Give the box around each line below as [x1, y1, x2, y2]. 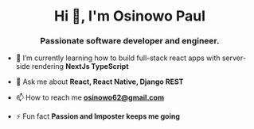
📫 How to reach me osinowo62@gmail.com [15, 93, 165, 102]
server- [221, 53, 247, 63]
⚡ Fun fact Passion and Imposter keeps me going [15, 112, 181, 121]
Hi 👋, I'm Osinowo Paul [54, 7, 205, 25]
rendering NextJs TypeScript [31, 62, 129, 71]
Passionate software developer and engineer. [40, 36, 220, 47]
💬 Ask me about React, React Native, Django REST [15, 77, 184, 86]
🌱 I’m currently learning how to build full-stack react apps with [15, 53, 221, 63]
